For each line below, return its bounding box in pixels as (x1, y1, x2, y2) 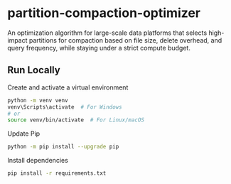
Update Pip (7, 129, 41, 138)
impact (7, 36, 28, 44)
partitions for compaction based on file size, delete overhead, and (28, 36, 222, 44)
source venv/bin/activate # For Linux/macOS (7, 117, 144, 124)
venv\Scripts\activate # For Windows (7, 103, 122, 111)
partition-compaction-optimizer (7, 5, 201, 21)
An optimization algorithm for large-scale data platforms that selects (7, 28, 208, 37)
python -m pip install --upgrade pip (7, 144, 119, 151)
